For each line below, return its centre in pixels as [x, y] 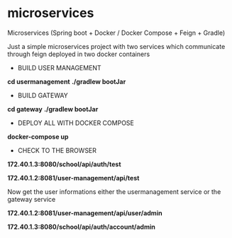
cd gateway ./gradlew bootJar [53, 109]
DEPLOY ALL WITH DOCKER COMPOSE [76, 123]
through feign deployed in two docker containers [79, 54]
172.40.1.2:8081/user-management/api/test [73, 178]
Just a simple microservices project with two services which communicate [116, 46]
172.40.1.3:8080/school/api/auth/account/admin [82, 227]
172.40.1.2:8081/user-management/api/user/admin [85, 213]
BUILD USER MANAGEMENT [59, 67]
